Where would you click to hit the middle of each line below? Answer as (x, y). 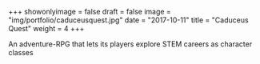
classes (21, 52)
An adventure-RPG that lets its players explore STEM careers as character (130, 44)
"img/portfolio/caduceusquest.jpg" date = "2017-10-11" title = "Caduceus (129, 20)
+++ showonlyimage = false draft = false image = (90, 12)
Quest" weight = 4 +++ (46, 28)
